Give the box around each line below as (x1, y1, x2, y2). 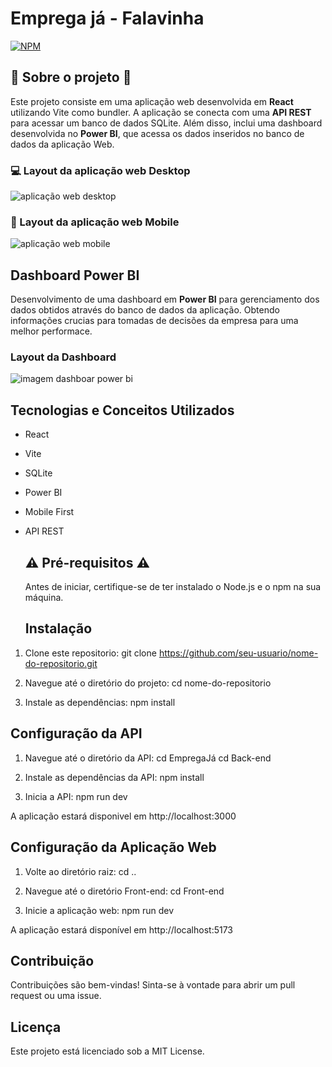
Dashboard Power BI (10, 267, 140, 284)
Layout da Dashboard (10, 350, 117, 364)
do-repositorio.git (24, 657, 98, 669)
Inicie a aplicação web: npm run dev (24, 904, 175, 916)
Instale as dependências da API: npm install (24, 771, 205, 783)
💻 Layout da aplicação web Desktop (10, 163, 191, 177)
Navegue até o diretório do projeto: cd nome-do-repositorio (24, 677, 272, 689)
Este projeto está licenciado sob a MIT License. (10, 1045, 205, 1057)
